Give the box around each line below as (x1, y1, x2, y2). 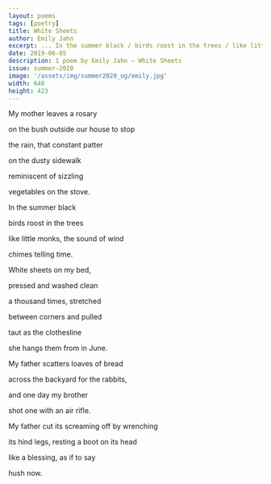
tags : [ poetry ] (8, 19, 60, 27)
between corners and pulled (8, 312, 102, 322)
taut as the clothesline (8, 328, 82, 337)
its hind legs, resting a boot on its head (8, 437, 137, 447)
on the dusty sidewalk (8, 156, 82, 165)
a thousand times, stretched (8, 296, 102, 307)
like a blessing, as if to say (8, 453, 96, 462)
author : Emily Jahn (8, 34, 74, 43)
